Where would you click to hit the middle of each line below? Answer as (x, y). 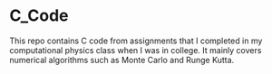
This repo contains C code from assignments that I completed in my (136, 41)
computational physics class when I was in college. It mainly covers (136, 50)
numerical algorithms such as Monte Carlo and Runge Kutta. (122, 60)
